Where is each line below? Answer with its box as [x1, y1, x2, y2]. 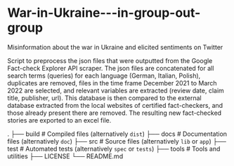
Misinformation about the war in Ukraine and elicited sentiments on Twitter [7, 43, 223, 51]
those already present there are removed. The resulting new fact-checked [7, 109, 222, 117]
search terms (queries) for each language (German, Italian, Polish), [7, 71, 201, 80]
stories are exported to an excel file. [7, 116, 112, 124]
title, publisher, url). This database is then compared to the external [7, 93, 202, 102]
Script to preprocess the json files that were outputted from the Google [7, 56, 213, 64]
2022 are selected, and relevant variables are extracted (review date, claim [7, 86, 225, 95]
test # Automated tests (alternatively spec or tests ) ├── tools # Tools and [7, 144, 221, 153]
